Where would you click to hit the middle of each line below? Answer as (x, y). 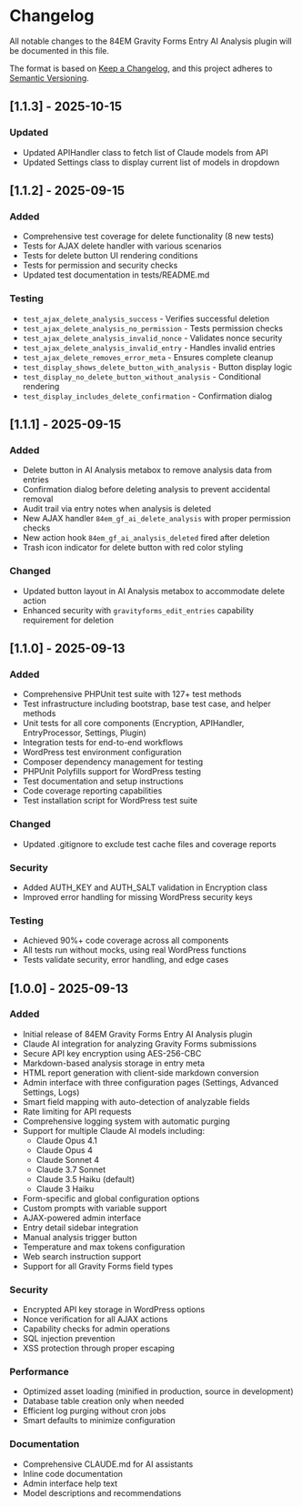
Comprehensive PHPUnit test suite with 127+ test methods (132, 694)
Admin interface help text (70, 1483)
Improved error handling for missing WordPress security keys (137, 896)
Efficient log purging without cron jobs (94, 1411)
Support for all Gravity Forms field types (98, 1266)
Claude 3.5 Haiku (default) (86, 1178)
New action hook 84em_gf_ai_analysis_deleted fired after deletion (146, 538)
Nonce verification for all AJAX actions (95, 1320)
